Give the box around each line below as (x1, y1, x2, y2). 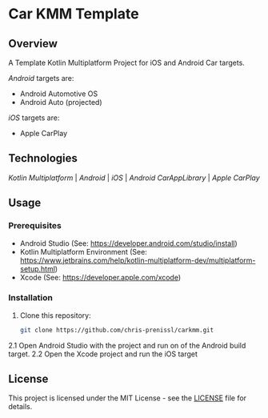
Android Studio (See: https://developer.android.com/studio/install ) (19, 238, 238, 248)
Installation (8, 292, 54, 303)
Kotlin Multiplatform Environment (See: (19, 247, 148, 256)
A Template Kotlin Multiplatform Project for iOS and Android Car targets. (8, 58, 246, 67)
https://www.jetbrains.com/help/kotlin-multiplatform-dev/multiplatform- (19, 255, 256, 265)
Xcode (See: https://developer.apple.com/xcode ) (19, 272, 182, 282)
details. (8, 402, 33, 412)
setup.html (19, 263, 56, 273)
